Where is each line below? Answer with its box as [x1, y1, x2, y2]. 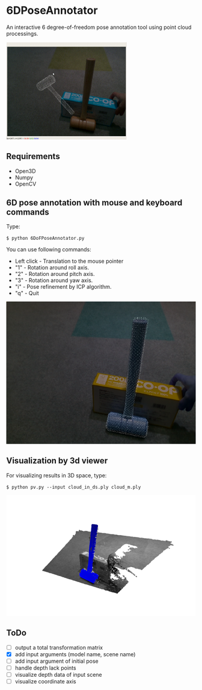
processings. [6, 30, 38, 37]
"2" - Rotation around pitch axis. [14, 271, 95, 278]
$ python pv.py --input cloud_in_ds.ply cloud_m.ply [6, 484, 141, 490]
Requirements [6, 151, 60, 162]
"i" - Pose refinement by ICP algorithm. [14, 283, 112, 290]
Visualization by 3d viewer [6, 456, 108, 466]
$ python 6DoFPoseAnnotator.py [6, 236, 85, 242]
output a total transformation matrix [14, 644, 103, 651]
